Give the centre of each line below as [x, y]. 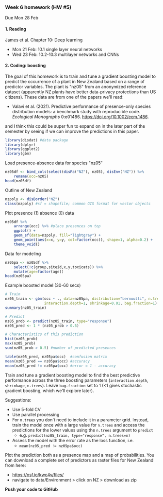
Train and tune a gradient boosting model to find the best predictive [73, 375]
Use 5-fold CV [26, 409]
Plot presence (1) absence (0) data [40, 213]
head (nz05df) [18, 181]
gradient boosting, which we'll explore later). [49, 391]
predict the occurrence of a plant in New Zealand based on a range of [75, 81]
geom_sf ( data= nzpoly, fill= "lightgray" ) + [57, 235]
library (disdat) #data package [37, 140]
